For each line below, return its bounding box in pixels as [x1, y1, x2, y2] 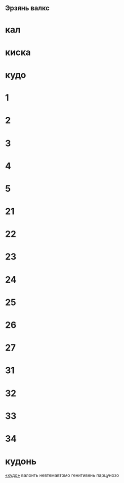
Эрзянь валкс [5, 4, 50, 12]
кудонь [5, 456, 37, 467]
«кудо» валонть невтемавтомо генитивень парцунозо [5, 472, 120, 478]
